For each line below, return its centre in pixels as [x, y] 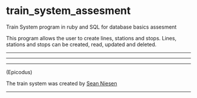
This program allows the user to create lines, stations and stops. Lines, [91, 38]
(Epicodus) [19, 72]
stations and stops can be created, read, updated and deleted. [81, 44]
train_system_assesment [68, 11]
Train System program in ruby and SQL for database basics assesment [91, 27]
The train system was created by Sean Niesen [62, 83]
